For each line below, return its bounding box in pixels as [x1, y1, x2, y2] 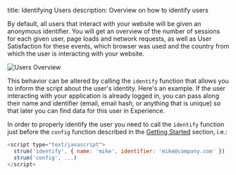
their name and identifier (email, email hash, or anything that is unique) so [7, 99, 221, 108]
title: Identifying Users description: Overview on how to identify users [7, 6, 209, 14]
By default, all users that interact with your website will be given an [7, 20, 201, 27]
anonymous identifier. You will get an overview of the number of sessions [7, 27, 221, 35]
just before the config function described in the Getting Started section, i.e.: [7, 128, 228, 136]
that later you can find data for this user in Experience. [7, 107, 166, 115]
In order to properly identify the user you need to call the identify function [7, 120, 225, 129]
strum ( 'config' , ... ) [13, 154, 77, 161]
